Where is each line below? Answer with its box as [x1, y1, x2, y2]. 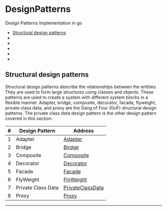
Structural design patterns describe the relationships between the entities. [5, 84, 158, 90]
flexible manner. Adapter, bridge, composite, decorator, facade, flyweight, [5, 100, 157, 105]
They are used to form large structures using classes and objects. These [5, 89, 154, 95]
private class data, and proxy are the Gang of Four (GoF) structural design [5, 105, 157, 110]
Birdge [63, 143, 79, 150]
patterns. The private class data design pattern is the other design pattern [5, 110, 157, 116]
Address [73, 127, 94, 134]
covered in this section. [5, 115, 53, 121]
